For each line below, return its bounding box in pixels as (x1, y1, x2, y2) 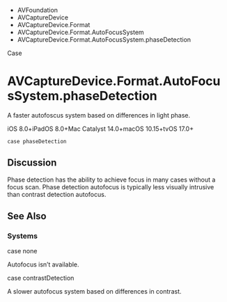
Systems (7, 231, 38, 241)
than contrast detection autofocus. (7, 190, 107, 198)
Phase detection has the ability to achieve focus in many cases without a (7, 175, 216, 184)
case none (7, 247, 38, 255)
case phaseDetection (7, 138, 68, 145)
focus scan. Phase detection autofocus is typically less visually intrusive (7, 182, 214, 191)
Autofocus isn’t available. (7, 260, 79, 269)
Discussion (7, 157, 57, 169)
